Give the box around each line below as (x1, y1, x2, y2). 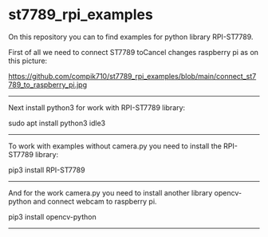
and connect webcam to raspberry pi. (33, 196, 157, 206)
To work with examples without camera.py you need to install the (8, 141, 222, 151)
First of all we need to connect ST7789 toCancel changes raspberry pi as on (8, 47, 259, 57)
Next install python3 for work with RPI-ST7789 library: (8, 102, 186, 113)
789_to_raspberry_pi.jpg (8, 80, 88, 89)
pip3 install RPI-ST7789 (8, 165, 85, 175)
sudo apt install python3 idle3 (8, 118, 106, 128)
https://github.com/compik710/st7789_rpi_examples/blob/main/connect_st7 (8, 71, 257, 81)
